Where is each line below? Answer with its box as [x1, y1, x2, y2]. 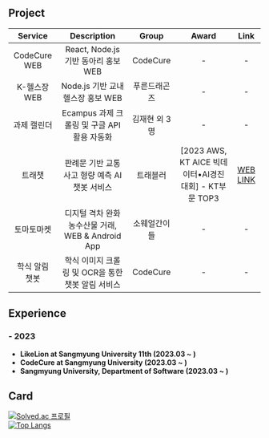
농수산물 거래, [67, 220, 118, 231]
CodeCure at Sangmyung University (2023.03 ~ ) [19, 357, 187, 367]
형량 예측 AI [79, 169, 122, 180]
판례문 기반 [64, 157, 104, 168]
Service [18, 30, 48, 41]
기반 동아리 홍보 [64, 55, 122, 67]
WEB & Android [63, 230, 122, 241]
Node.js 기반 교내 [61, 80, 124, 91]
